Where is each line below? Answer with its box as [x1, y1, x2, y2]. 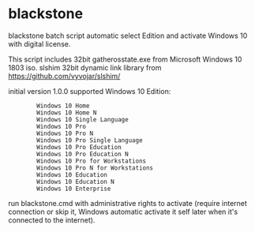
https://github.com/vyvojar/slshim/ [8, 71, 121, 80]
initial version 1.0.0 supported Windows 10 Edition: [8, 86, 171, 95]
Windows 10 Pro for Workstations [36, 157, 147, 165]
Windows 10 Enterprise [36, 185, 111, 193]
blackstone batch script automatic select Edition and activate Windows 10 [8, 31, 248, 40]
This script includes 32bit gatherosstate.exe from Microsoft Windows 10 [8, 54, 242, 64]
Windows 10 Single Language [36, 115, 129, 123]
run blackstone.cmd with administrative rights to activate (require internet [8, 198, 247, 208]
